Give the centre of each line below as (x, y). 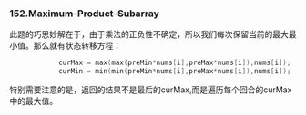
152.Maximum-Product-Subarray (84, 14)
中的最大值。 (33, 101)
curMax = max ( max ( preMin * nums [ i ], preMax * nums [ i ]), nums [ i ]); (174, 63)
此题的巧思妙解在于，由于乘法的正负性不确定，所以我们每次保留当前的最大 (149, 34)
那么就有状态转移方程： (77, 46)
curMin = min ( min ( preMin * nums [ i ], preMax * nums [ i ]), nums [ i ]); (174, 72)
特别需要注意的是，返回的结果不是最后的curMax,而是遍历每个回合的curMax (151, 90)
